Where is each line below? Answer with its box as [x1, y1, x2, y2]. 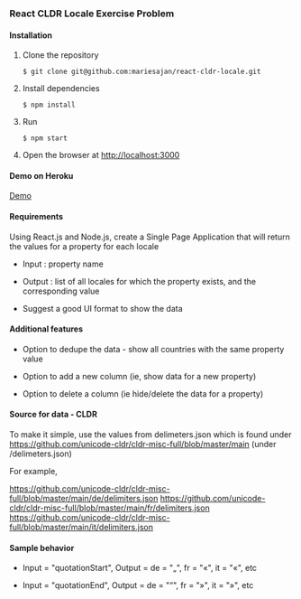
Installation [9, 30, 52, 41]
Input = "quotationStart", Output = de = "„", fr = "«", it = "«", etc [22, 563, 258, 574]
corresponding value [22, 285, 100, 296]
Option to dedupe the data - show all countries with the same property [22, 343, 285, 354]
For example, [9, 465, 59, 476]
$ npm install [22, 100, 76, 110]
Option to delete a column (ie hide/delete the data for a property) [22, 388, 264, 399]
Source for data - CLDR [9, 409, 97, 420]
